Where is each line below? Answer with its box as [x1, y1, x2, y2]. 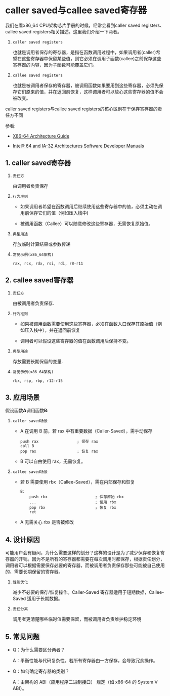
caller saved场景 [12, 418, 48, 424]
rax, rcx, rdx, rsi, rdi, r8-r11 [12, 261, 83, 266]
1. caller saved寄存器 [5, 159, 71, 167]
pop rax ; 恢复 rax [20, 449, 99, 454]
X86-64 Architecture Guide [12, 133, 70, 139]
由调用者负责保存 [12, 183, 49, 189]
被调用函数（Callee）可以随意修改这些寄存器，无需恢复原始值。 [20, 221, 153, 227]
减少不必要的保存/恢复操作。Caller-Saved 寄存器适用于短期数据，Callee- [12, 589, 164, 595]
